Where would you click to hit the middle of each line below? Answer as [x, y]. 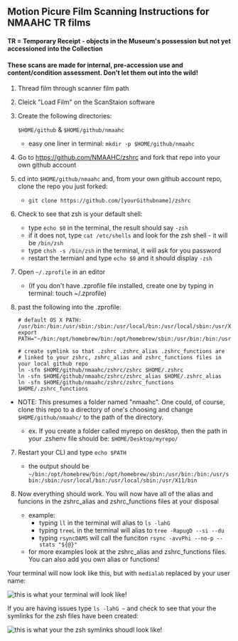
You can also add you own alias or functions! [94, 560]
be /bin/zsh [46, 243]
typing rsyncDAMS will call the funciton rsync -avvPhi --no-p [126, 538]
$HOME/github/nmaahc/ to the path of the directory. [91, 417]
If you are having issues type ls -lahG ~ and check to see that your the [112, 608]
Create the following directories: [65, 116]
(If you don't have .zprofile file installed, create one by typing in [121, 286]
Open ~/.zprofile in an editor [61, 272]
